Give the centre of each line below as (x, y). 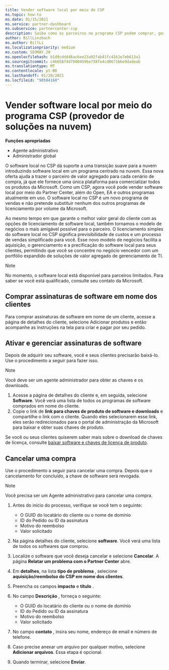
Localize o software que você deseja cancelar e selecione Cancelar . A (86, 556)
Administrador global (34, 156)
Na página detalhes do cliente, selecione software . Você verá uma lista (86, 541)
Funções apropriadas (28, 141)
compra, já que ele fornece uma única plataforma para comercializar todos (83, 182)
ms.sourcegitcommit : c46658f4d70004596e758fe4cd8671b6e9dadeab (73, 62)
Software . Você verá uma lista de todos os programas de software (81, 401)
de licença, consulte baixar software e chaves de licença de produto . (77, 442)
